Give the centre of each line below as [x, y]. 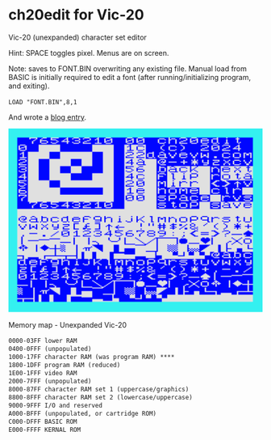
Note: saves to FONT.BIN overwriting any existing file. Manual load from [128, 68]
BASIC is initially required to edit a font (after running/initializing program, [130, 77]
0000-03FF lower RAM [43, 341]
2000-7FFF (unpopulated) [50, 381]
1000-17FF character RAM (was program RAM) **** [92, 357]
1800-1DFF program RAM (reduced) [65, 365]
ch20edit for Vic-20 [76, 15]
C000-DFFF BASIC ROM [43, 421]
